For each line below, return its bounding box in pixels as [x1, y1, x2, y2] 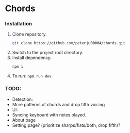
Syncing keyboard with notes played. [12, 112, 86, 117]
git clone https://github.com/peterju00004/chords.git [12, 41, 126, 46]
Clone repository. [12, 31, 47, 37]
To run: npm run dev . [12, 73, 53, 79]
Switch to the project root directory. [12, 50, 83, 56]
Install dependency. [12, 55, 52, 61]
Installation [5, 20, 32, 27]
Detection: [12, 96, 33, 102]
